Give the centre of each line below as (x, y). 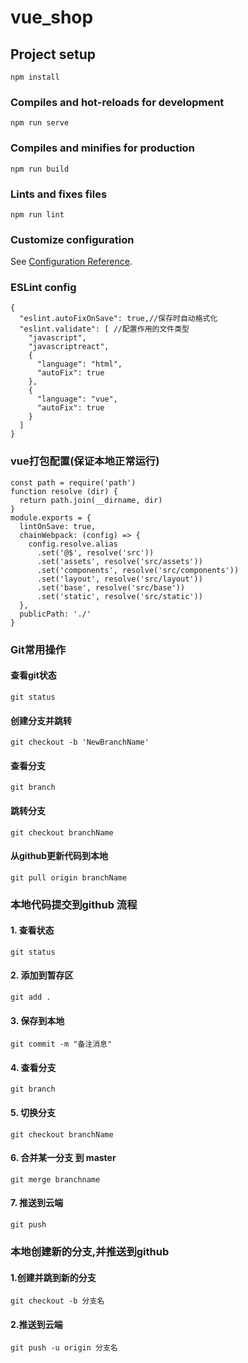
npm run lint (37, 214)
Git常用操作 (38, 649)
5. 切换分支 (33, 1113)
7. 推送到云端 (36, 1203)
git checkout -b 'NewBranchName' (80, 742)
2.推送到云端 (36, 1324)
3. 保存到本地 (37, 1020)
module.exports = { (51, 517)
